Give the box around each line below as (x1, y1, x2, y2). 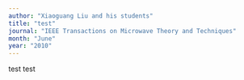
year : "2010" (8, 42, 53, 50)
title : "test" (8, 19, 57, 27)
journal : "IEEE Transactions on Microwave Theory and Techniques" (8, 27, 237, 35)
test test (8, 64, 36, 74)
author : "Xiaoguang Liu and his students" (8, 11, 154, 20)
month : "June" (8, 34, 57, 43)
